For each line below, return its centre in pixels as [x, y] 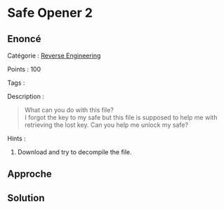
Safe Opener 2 [50, 13]
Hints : [17, 139]
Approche [30, 174]
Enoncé [24, 39]
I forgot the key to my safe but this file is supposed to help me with [121, 117]
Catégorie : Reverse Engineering [54, 55]
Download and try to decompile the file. [74, 152]
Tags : [16, 83]
